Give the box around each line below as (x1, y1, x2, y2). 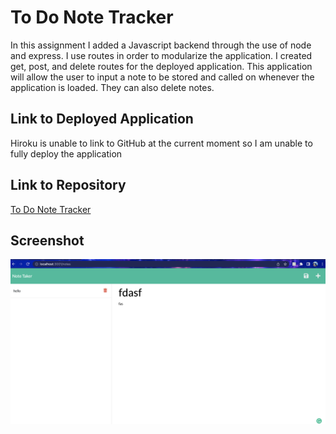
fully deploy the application (10, 147, 123, 160)
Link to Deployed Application (10, 111, 194, 128)
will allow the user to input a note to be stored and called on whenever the (10, 71, 315, 83)
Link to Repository (10, 177, 127, 194)
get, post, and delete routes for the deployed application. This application (10, 60, 313, 72)
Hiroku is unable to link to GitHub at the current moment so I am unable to (10, 137, 313, 149)
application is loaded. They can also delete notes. (10, 81, 215, 93)
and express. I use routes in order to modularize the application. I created (10, 49, 313, 61)
